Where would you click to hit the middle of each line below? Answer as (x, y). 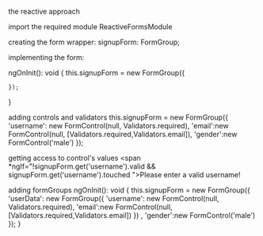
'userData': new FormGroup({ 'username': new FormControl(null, (114, 198)
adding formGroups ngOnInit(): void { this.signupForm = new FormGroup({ (130, 190)
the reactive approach (44, 11)
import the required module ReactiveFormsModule (90, 27)
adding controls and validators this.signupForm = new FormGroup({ (118, 117)
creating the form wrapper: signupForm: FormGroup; (94, 42)
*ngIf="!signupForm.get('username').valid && (82, 166)
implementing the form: (46, 57)
